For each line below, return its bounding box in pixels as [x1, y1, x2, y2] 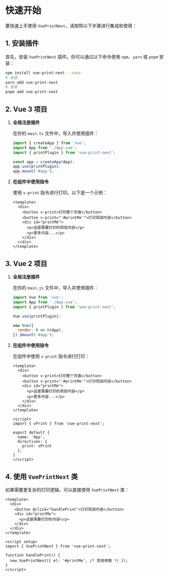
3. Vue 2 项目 [5, 259, 47, 268]
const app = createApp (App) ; [12, 159, 75, 164]
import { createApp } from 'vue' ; [12, 140, 86, 146]
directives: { [17, 439, 47, 444]
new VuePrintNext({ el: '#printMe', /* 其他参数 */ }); [10, 558, 129, 563]
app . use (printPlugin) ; [12, 164, 61, 169]
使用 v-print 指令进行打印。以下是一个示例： [12, 190, 108, 196]
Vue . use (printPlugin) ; [12, 314, 61, 319]
